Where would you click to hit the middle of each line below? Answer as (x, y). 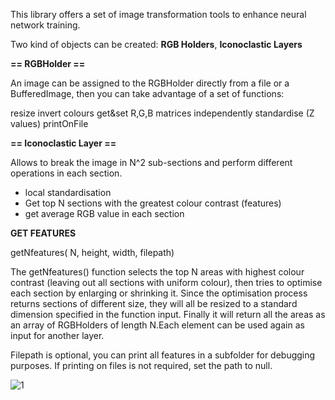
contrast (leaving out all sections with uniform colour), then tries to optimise (166, 282)
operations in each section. (66, 173)
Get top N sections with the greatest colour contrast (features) (153, 203)
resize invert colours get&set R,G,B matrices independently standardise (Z (162, 113)
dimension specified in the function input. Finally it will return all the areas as (168, 314)
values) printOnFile (49, 123)
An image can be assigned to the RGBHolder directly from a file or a (150, 83)
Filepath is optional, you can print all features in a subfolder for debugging (163, 355)
